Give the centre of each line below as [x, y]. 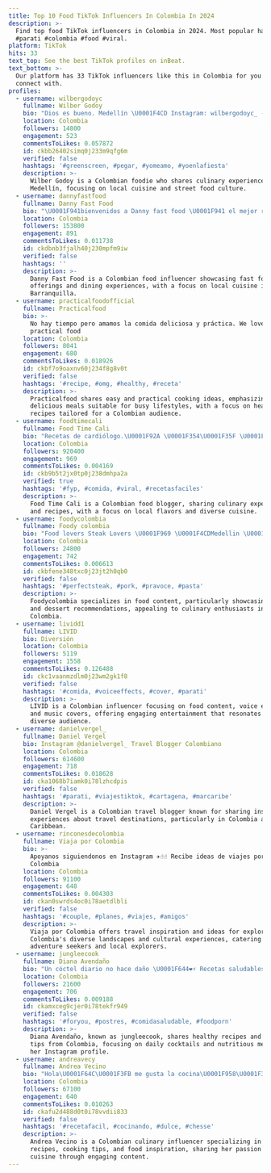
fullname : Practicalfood [65, 308]
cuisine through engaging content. [90, 1156]
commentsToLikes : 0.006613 [68, 563]
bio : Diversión [48, 639]
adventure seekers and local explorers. [98, 947]
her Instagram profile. [70, 1052]
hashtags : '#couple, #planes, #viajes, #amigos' [106, 916]
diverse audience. [60, 722]
